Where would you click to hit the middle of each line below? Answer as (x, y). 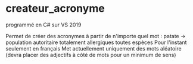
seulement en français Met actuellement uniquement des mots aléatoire (94, 48)
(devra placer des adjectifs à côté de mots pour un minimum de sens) (91, 55)
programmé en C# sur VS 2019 (43, 25)
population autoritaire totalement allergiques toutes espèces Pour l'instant (96, 42)
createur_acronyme (55, 9)
